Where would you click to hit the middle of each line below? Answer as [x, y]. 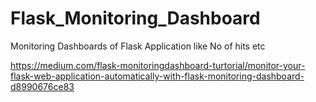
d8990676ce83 [42, 86]
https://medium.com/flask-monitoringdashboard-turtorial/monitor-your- [158, 65]
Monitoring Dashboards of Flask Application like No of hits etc [138, 46]
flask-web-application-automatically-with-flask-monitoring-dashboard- [157, 76]
